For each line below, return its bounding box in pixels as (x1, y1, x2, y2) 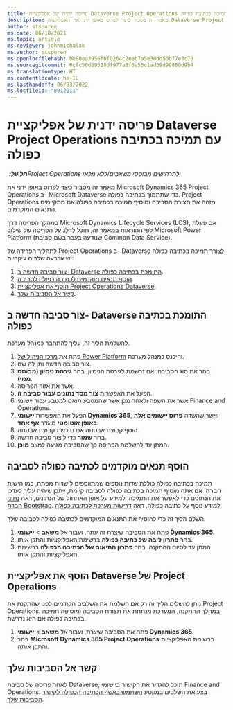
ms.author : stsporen (7, 49, 67, 56)
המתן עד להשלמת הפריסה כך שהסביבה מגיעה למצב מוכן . (17, 441, 170, 449)
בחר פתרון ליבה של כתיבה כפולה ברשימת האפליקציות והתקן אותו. (17, 535, 193, 544)
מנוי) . (17, 374, 33, 382)
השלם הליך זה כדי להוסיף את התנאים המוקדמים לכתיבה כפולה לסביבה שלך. (7, 514, 206, 523)
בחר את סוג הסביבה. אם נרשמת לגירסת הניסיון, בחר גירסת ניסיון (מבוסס (17, 366, 210, 375)
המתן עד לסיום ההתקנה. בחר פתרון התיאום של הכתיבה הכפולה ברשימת (17, 542, 211, 551)
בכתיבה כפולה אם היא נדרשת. (7, 614, 87, 622)
